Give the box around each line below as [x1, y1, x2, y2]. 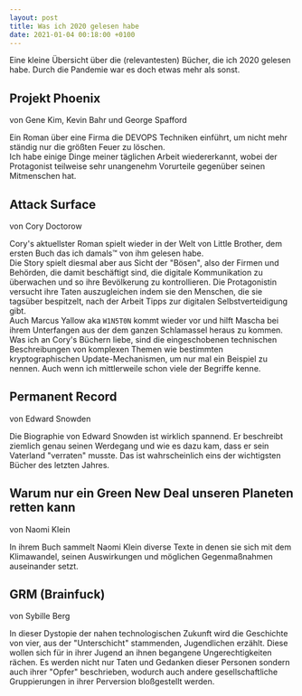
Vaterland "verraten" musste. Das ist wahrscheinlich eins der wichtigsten [9, 449, 282, 461]
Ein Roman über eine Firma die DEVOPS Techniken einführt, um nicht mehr [9, 132, 288, 143]
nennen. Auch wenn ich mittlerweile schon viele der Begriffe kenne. [9, 363, 261, 373]
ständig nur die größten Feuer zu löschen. [9, 142, 165, 153]
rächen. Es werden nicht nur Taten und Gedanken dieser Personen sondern [9, 657, 291, 668]
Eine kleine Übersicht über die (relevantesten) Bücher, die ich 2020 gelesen [9, 55, 291, 66]
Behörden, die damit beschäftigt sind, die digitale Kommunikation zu [9, 268, 264, 277]
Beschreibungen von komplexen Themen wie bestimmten [9, 344, 223, 354]
